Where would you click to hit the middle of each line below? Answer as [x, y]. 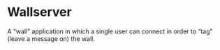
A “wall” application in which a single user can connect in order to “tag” [110, 31]
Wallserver [39, 12]
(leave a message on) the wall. [51, 38]
